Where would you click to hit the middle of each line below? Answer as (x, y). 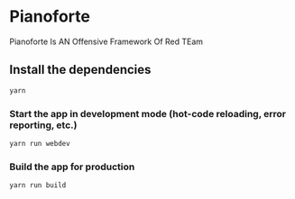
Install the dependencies (80, 70)
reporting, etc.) (43, 125)
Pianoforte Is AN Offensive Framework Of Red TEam (106, 41)
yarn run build (38, 185)
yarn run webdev (40, 143)
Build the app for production (72, 167)
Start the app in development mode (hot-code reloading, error (148, 113)
